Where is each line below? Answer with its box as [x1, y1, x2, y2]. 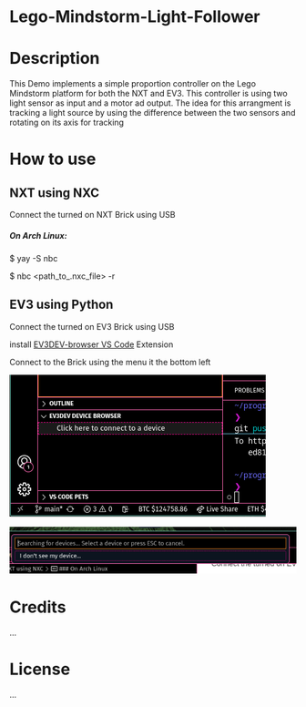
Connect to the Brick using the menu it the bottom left [9, 356, 211, 367]
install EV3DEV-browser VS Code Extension [9, 339, 174, 350]
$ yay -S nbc [9, 253, 58, 264]
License [9, 659, 71, 680]
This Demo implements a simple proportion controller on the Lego [9, 78, 257, 89]
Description [9, 48, 100, 69]
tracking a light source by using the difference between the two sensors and [9, 108, 296, 118]
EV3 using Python [9, 297, 114, 313]
